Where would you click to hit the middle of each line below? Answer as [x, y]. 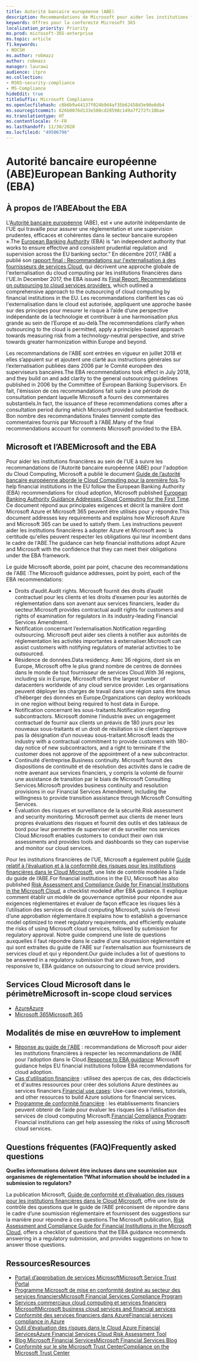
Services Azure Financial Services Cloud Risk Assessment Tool [90, 1334]
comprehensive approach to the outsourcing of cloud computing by [88, 291]
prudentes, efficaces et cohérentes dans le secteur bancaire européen [92, 235]
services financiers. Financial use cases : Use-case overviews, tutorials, [101, 1091]
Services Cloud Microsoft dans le [68, 984]
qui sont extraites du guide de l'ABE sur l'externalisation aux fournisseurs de [99, 947]
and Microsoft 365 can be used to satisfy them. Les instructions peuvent [94, 524]
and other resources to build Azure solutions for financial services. [95, 1097]
